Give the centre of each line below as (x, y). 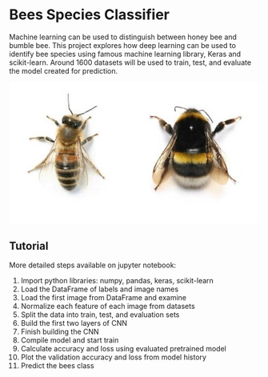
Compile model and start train (70, 340)
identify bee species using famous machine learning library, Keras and (125, 54)
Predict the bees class (57, 365)
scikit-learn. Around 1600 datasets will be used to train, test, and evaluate (130, 62)
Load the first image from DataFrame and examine (104, 297)
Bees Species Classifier (90, 15)
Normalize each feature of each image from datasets (108, 306)
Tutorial (29, 246)
